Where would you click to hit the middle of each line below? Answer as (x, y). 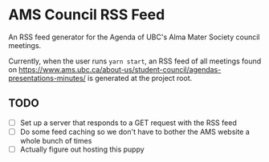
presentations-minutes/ (47, 78)
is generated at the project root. (140, 78)
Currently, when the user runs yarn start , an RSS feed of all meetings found (135, 61)
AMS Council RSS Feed (87, 15)
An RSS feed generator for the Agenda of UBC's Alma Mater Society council (134, 37)
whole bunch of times (56, 140)
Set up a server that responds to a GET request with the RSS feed (128, 123)
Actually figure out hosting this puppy (82, 149)
